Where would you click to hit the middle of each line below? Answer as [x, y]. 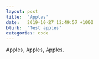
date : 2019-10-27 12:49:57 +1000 [50, 22]
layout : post [22, 11]
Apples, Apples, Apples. [35, 50]
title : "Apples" [27, 17]
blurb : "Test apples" [34, 28]
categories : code [27, 33]
